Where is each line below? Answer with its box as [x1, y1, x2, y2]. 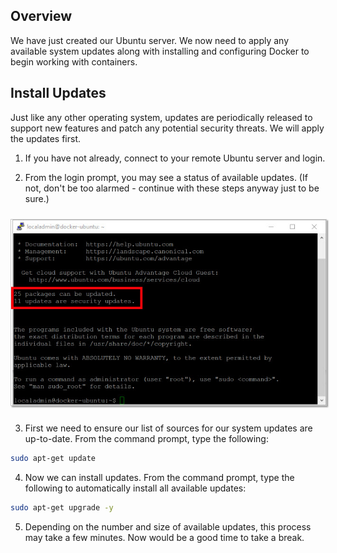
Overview [10, 8, 73, 25]
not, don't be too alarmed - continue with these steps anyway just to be [24, 182, 320, 194]
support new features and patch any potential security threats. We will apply [10, 122, 325, 134]
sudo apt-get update [10, 454, 97, 464]
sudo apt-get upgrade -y [10, 503, 114, 513]
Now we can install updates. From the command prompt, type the [24, 472, 295, 484]
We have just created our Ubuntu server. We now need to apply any [10, 34, 290, 46]
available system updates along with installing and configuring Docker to [10, 45, 310, 57]
